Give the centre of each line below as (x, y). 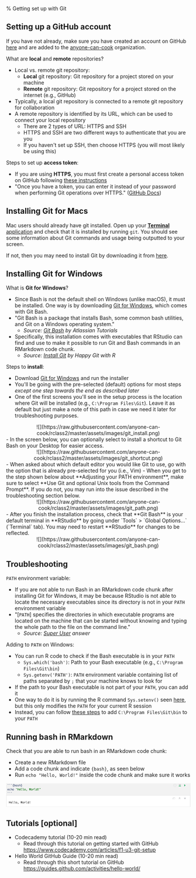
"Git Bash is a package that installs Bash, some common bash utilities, (99, 318)
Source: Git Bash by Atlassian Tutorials (71, 331)
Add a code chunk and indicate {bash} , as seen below (80, 769)
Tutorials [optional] (42, 824)
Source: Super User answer (57, 633)
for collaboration (34, 107)
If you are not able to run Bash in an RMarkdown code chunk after (94, 590)
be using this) (40, 151)
